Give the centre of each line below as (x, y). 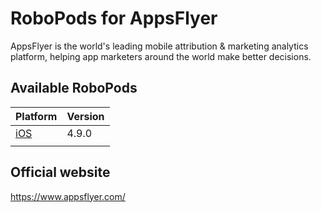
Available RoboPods (74, 88)
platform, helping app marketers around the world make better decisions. (161, 56)
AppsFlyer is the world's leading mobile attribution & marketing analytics (159, 46)
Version (85, 116)
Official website (60, 172)
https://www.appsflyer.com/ (68, 196)
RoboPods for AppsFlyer (114, 18)
